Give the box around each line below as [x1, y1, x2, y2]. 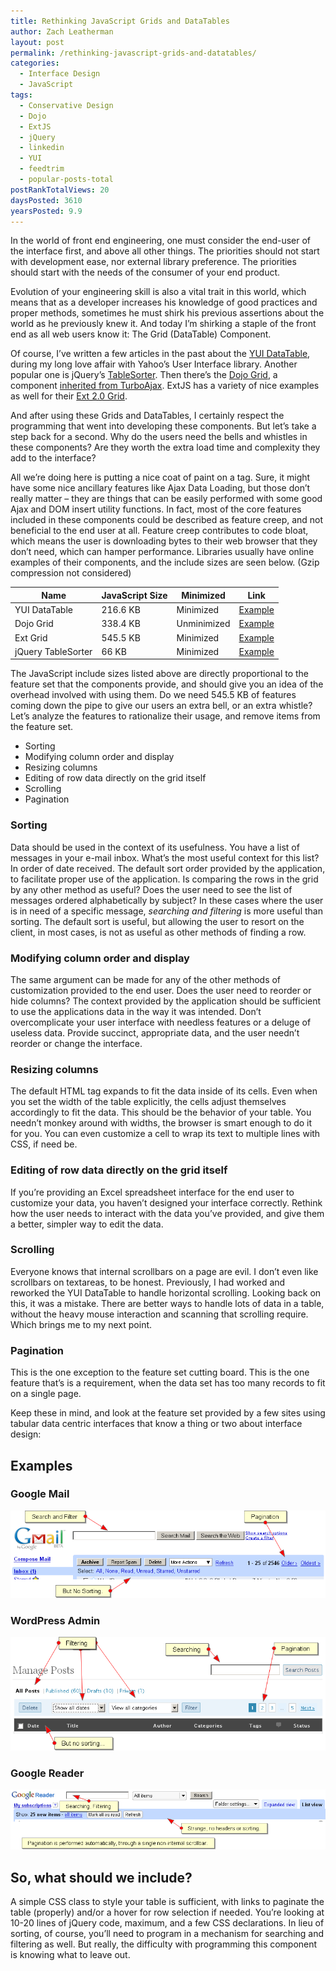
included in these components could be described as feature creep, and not [10, 514, 324, 526]
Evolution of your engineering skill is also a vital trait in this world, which [10, 286, 307, 298]
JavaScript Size [101, 589, 168, 601]
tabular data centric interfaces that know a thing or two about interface [10, 1418, 303, 1430]
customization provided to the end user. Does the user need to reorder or [10, 984, 312, 996]
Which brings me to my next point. [10, 1318, 153, 1330]
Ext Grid [14, 631, 48, 644]
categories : [10, 58, 60, 69]
